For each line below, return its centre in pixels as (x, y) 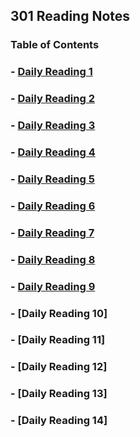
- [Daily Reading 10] (59, 313)
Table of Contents (55, 45)
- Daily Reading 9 (53, 286)
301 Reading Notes (70, 16)
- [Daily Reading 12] (59, 367)
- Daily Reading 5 (52, 179)
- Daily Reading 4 (53, 152)
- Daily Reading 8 (53, 259)
